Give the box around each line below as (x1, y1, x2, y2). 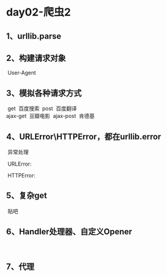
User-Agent (7, 69, 36, 76)
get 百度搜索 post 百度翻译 (7, 105, 77, 112)
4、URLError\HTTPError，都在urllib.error (6, 132, 162, 142)
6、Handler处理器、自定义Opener (6, 227, 133, 237)
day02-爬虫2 (6, 5, 71, 19)
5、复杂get (6, 191, 48, 201)
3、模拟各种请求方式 (6, 88, 82, 98)
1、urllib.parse (6, 31, 61, 41)
